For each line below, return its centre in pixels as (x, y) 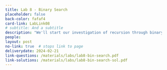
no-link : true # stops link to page (44, 46)
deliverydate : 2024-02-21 (32, 51)
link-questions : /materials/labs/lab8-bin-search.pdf (62, 55)
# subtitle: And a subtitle (34, 28)
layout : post (19, 42)
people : (13, 37)
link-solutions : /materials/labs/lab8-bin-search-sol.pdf (66, 60)
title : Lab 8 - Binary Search (37, 10)
